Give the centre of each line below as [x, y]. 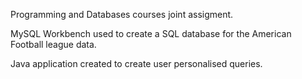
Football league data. [53, 44]
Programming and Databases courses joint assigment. [122, 14]
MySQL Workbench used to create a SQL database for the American [151, 33]
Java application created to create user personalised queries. [136, 63]
